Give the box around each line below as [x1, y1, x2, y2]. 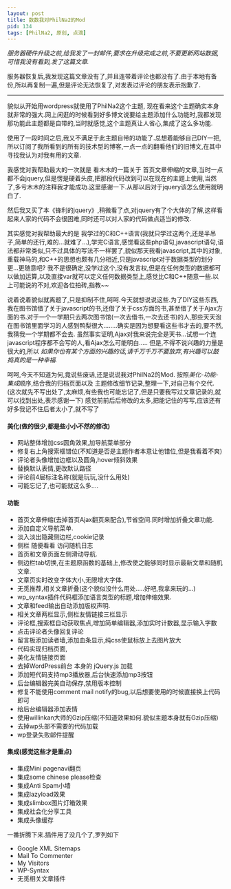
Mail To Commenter [16, 851, 74, 859]
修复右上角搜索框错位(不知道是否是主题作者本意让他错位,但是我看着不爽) [16, 447, 223, 455]
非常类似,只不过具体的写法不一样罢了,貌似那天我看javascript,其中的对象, [19, 247, 223, 255]
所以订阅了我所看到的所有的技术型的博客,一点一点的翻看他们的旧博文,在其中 [7, 143, 222, 151]
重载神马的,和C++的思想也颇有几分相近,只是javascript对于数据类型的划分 [7, 255, 213, 264]
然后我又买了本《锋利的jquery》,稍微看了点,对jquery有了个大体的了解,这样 [7, 206, 217, 214]
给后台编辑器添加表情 [16, 704, 78, 713]
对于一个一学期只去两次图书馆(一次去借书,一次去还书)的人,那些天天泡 [27, 313, 222, 321]
